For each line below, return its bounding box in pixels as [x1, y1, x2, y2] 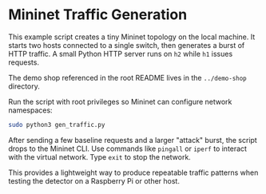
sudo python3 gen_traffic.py [8, 121, 105, 129]
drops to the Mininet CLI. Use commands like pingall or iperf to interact [8, 144, 248, 153]
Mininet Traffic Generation [8, 6, 188, 24]
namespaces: [8, 105, 54, 115]
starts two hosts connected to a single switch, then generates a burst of [8, 40, 245, 49]
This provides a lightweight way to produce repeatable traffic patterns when [8, 168, 259, 177]
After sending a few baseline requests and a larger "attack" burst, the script [8, 135, 257, 145]
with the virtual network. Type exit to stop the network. [8, 152, 192, 161]
